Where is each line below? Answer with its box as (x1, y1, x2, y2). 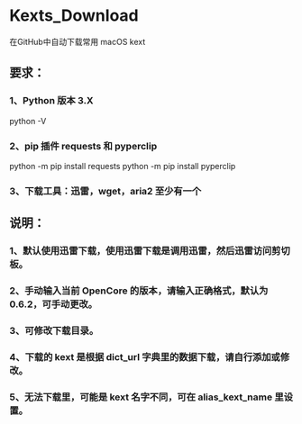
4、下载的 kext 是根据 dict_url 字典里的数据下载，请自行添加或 (9, 350, 281, 363)
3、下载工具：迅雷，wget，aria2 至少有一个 (9, 185, 202, 197)
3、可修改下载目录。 (9, 325, 99, 337)
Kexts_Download (9, 5, 139, 26)
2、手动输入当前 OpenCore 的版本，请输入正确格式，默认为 (9, 284, 269, 297)
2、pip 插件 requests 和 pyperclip (9, 140, 158, 152)
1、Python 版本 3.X (9, 95, 94, 107)
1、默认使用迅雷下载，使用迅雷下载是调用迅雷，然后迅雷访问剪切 (9, 245, 290, 257)
